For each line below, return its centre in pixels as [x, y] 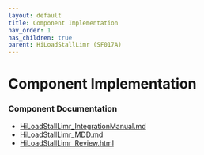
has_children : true [40, 38]
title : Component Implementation [63, 23]
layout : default [35, 15]
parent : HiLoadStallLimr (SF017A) [65, 45]
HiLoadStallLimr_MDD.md [61, 134]
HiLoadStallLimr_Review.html [67, 142]
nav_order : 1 [30, 30]
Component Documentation [63, 109]
